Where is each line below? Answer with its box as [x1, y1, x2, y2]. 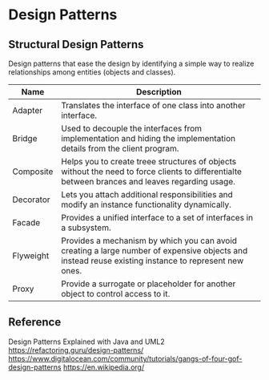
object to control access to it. [61, 289, 171, 299]
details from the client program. [61, 143, 179, 154]
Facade [12, 217, 41, 228]
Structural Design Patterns [8, 38, 144, 51]
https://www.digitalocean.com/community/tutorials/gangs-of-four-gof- [8, 354, 243, 363]
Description [135, 87, 182, 97]
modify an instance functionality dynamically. [61, 199, 232, 210]
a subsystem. [61, 222, 112, 233]
